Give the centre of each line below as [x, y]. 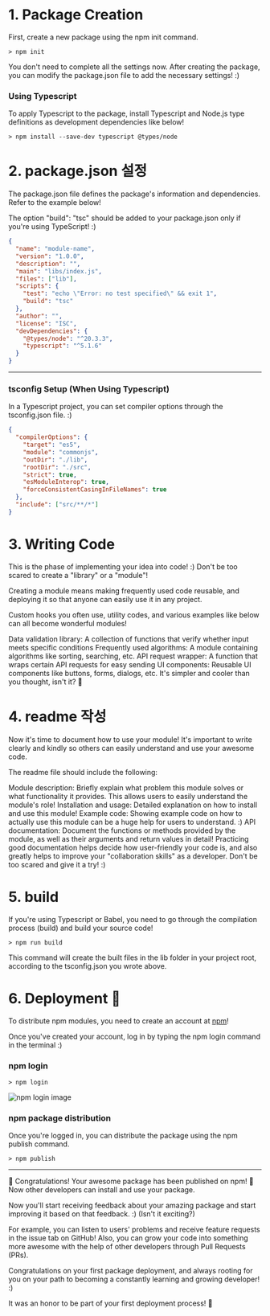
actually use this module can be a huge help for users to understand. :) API [132, 822]
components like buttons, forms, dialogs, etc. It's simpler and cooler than [129, 673]
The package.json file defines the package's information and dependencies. [135, 194]
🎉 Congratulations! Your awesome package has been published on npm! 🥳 [131, 1181]
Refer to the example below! [55, 203]
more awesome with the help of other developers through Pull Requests [127, 1247]
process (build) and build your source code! [81, 928]
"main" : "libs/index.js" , [59, 271]
